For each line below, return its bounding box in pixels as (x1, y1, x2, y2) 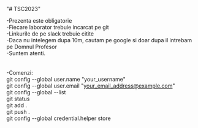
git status (6, 95, 30, 102)
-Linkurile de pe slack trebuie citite (6, 30, 94, 37)
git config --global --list (6, 89, 66, 96)
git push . (6, 108, 30, 115)
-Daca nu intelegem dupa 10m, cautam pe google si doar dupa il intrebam (6, 37, 192, 43)
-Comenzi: (6, 69, 33, 76)
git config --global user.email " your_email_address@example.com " (6, 82, 176, 89)
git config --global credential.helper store (6, 115, 112, 122)
